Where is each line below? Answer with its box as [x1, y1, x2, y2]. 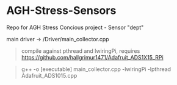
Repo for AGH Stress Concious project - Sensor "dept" [6, 24, 144, 31]
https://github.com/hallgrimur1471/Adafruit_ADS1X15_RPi [21, 53, 164, 61]
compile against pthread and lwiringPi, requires [21, 47, 140, 55]
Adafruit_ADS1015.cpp [21, 72, 78, 79]
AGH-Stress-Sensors [6, 4, 117, 18]
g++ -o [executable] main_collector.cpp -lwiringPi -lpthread [21, 65, 172, 73]
